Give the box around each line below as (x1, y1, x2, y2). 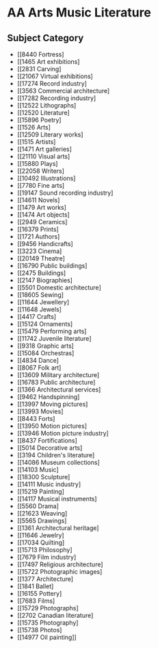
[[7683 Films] (16, 597, 55, 605)
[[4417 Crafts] (16, 313, 57, 320)
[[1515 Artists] (16, 138, 56, 145)
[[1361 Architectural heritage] (16, 524, 99, 532)
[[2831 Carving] (16, 65, 62, 73)
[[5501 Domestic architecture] (16, 283, 101, 291)
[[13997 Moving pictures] (16, 400, 88, 408)
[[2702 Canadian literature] (16, 612, 94, 619)
